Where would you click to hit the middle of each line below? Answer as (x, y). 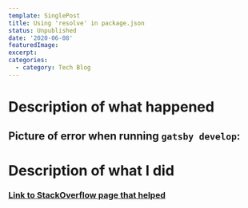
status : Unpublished (43, 30)
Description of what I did (91, 170)
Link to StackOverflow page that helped (87, 195)
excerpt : (23, 53)
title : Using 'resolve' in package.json (77, 23)
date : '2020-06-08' (41, 38)
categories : (28, 61)
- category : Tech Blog (53, 68)
